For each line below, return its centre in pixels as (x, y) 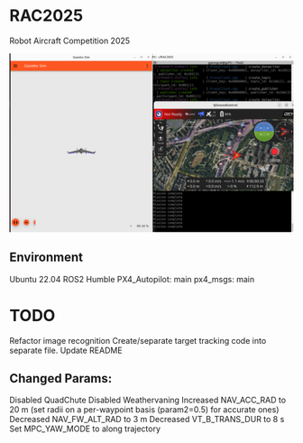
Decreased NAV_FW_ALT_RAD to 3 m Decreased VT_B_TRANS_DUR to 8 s (147, 420)
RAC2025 (46, 16)
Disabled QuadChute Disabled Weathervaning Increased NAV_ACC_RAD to (148, 400)
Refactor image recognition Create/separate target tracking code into (138, 340)
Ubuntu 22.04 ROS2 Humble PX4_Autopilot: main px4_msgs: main (132, 279)
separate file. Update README (66, 350)
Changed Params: (61, 378)
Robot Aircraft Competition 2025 (70, 41)
